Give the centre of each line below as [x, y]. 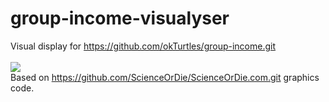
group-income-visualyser [120, 18]
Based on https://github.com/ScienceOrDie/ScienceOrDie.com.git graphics [165, 77]
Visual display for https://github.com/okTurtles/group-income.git [143, 46]
